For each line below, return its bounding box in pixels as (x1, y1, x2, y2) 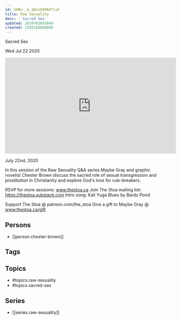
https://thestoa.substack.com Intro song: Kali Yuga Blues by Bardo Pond (5, 192, 150, 198)
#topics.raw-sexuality (12, 277, 56, 283)
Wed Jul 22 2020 (5, 48, 40, 54)
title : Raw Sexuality (5, 12, 49, 17)
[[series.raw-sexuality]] (12, 309, 60, 315)
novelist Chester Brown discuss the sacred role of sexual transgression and (5, 172, 157, 178)
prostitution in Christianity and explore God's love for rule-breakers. (5, 177, 141, 183)
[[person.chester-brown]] (12, 233, 64, 239)
